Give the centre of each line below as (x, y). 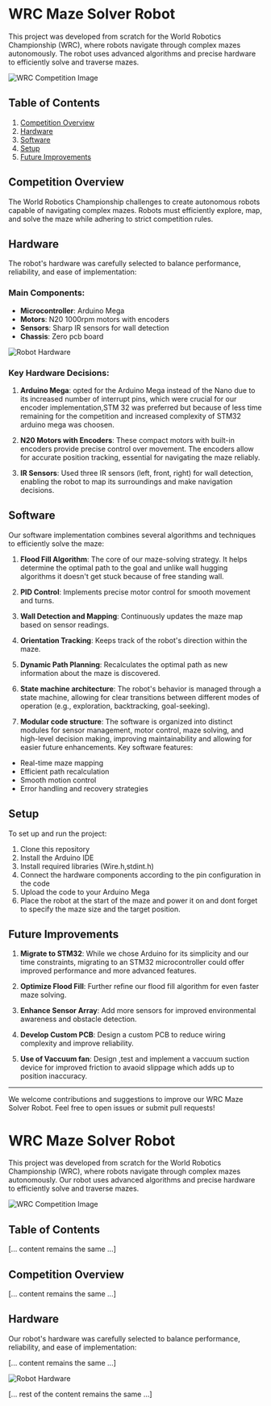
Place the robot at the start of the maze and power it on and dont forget (139, 900)
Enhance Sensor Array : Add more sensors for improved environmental (138, 1011)
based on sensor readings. (65, 624)
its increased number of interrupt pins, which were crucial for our (128, 398)
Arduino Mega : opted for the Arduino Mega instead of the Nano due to (138, 390)
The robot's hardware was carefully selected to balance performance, (125, 264)
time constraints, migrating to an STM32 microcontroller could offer (132, 962)
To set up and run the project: (58, 833)
